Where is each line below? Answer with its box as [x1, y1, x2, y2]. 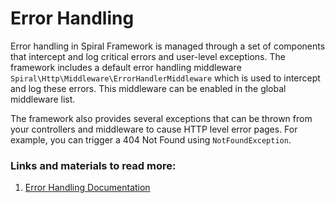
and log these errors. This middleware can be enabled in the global [10, 82, 287, 94]
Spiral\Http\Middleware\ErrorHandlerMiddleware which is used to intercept [10, 72, 321, 84]
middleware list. [10, 93, 76, 105]
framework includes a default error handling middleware [10, 61, 242, 73]
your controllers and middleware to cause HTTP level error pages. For [10, 123, 298, 135]
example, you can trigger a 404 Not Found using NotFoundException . [10, 133, 292, 146]
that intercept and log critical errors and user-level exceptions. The [10, 50, 286, 62]
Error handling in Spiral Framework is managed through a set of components [10, 40, 326, 52]
